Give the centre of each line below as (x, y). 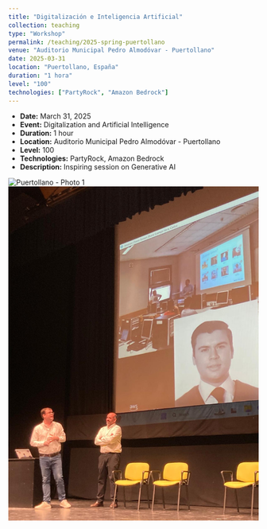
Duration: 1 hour (46, 133)
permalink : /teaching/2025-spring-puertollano (87, 42)
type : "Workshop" (37, 33)
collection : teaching (44, 25)
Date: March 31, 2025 (55, 116)
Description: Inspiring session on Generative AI (98, 166)
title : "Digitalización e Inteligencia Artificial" (95, 17)
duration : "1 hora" (41, 76)
